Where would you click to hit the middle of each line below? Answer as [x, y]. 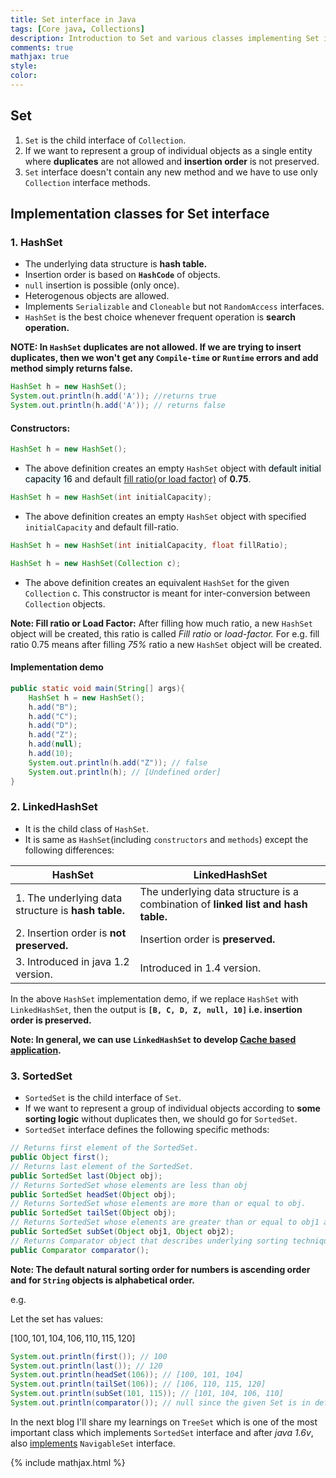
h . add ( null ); [55, 744]
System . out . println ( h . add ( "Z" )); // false [118, 762]
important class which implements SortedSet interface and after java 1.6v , [162, 1432]
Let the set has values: [57, 1318]
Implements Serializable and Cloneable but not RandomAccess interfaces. [174, 307]
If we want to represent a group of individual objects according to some [172, 1108]
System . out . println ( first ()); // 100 [89, 1356]
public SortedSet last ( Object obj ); [86, 1176]
